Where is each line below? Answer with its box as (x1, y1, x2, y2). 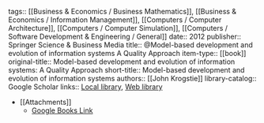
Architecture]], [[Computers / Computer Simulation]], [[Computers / (8, 24, 228, 32)
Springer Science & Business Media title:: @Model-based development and (8, 40, 253, 50)
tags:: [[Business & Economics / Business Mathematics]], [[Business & (8, 7, 237, 16)
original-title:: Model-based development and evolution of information (8, 57, 236, 66)
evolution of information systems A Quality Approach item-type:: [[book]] (8, 49, 247, 58)
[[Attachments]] (19, 98, 72, 106)
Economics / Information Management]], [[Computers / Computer (8, 15, 222, 24)
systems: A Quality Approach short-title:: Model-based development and (8, 65, 245, 74)
